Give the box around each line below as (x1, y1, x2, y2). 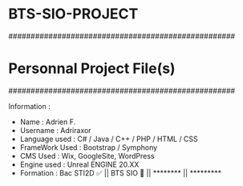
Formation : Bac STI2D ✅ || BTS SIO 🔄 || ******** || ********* (19, 168, 222, 177)
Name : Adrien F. (19, 117, 76, 127)
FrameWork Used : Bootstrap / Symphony (19, 142, 158, 152)
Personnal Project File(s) (8, 59, 176, 78)
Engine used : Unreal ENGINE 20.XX (19, 160, 140, 169)
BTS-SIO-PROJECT (8, 5, 139, 23)
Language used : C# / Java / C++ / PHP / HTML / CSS (19, 134, 198, 144)
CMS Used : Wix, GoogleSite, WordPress (19, 151, 155, 160)
